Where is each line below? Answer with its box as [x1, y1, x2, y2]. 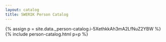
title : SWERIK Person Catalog [5, 12, 69, 17]
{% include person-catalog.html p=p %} [5, 31, 89, 37]
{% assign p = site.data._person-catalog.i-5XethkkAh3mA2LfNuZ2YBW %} [5, 25, 161, 31]
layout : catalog [5, 7, 39, 12]
